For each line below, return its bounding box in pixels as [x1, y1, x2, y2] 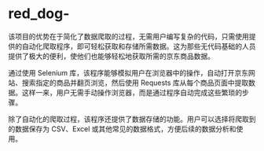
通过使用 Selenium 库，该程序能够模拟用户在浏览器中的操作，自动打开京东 [8, 68, 249, 77]
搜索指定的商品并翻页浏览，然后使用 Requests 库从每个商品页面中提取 [21, 78, 249, 87]
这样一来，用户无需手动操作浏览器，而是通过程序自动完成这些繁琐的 [21, 87, 242, 97]
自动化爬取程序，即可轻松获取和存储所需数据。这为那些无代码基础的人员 [21, 41, 256, 51]
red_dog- [8, 5, 70, 23]
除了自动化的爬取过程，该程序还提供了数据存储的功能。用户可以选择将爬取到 [8, 114, 256, 123]
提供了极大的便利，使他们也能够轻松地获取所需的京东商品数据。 [8, 51, 214, 61]
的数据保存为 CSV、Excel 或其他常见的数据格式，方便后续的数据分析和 [8, 123, 237, 134]
